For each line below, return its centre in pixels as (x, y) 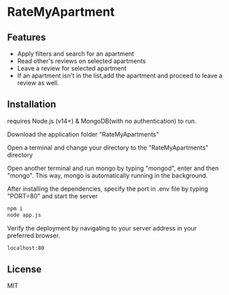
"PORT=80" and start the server (53, 196)
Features (26, 37)
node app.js (24, 215)
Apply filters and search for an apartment (75, 54)
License (24, 269)
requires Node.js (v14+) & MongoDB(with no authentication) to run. (102, 121)
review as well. (38, 83)
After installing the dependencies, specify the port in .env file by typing (108, 189)
